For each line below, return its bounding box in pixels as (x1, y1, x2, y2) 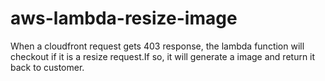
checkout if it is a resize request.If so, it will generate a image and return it (10, 50, 316, 62)
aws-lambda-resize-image (10, 7, 238, 30)
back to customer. (10, 61, 85, 73)
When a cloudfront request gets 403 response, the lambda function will (10, 40, 305, 52)
